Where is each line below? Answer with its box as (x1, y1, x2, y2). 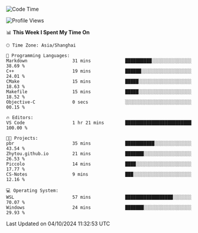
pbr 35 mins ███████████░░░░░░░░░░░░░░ (6, 140, 192, 146)
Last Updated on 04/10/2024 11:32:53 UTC (6, 220, 111, 227)
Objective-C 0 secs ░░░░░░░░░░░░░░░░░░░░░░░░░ (6, 99, 192, 105)
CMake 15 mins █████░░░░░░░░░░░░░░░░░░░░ (6, 78, 192, 84)
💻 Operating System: (6, 188, 59, 193)
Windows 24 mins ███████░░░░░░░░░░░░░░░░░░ (6, 205, 192, 211)
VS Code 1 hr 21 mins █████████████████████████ (6, 120, 192, 126)
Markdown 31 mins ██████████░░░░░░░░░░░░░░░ (6, 58, 192, 64)
